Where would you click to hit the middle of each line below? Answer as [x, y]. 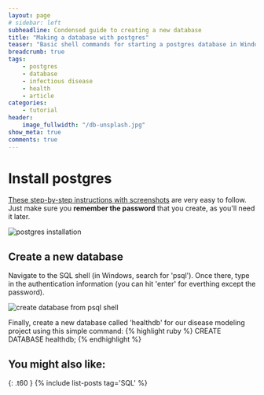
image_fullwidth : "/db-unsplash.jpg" [84, 125]
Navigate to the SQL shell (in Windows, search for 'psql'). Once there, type [129, 276]
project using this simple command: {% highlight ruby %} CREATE [115, 331]
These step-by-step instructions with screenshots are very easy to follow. [127, 200]
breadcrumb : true [37, 52]
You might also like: [57, 364]
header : [21, 118]
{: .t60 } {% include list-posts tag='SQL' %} [78, 383]
